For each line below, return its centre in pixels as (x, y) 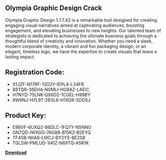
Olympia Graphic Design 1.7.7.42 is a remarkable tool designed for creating (81, 20)
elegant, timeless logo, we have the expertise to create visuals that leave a (81, 51)
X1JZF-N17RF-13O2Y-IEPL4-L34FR (48, 84)
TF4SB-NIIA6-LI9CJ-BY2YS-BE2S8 (49, 138)
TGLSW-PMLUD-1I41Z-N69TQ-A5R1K (51, 143)
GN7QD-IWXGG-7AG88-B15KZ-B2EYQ (52, 132)
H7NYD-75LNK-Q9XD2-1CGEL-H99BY (51, 95)
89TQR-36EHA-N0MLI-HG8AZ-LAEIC (51, 89)
